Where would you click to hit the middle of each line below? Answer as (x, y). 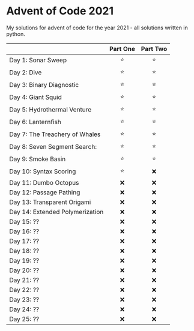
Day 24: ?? (24, 309)
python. (16, 34)
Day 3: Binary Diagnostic (44, 85)
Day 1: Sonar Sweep (38, 60)
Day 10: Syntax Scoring (43, 171)
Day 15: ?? (24, 221)
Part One (122, 49)
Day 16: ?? (24, 231)
